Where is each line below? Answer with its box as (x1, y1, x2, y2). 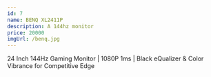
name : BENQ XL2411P (7, 16, 63, 23)
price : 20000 (7, 29, 45, 36)
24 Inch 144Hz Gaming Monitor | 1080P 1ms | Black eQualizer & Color (7, 54, 204, 63)
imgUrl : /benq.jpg (7, 36, 60, 43)
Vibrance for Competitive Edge (7, 62, 95, 70)
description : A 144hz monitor (7, 23, 94, 30)
